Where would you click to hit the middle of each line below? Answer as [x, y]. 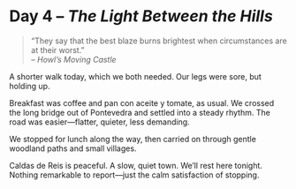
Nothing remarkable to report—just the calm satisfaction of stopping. [134, 175]
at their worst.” [58, 49]
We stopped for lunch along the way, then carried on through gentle [133, 139]
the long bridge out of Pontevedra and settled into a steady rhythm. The [140, 112]
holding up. [30, 86]
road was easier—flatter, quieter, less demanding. [99, 122]
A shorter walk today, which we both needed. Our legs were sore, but [136, 76]
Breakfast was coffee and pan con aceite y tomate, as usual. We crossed [142, 102]
